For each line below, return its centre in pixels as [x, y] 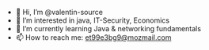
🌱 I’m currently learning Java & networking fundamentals [108, 29]
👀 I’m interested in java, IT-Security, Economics [93, 20]
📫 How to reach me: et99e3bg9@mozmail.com [93, 37]
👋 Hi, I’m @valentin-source [59, 12]
